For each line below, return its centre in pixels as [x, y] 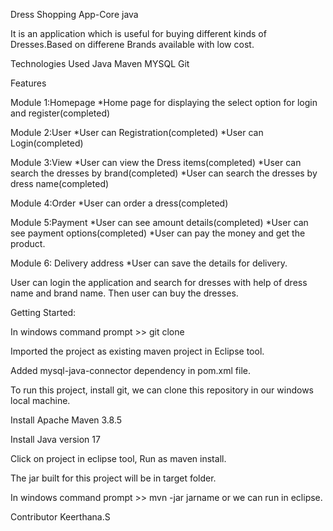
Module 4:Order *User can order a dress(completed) [119, 203]
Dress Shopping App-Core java [74, 14]
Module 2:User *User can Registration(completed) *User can [137, 132]
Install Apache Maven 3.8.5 [66, 420]
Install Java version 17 [55, 439]
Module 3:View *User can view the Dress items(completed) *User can [156, 162]
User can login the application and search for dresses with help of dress [159, 282]
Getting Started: [43, 312]
